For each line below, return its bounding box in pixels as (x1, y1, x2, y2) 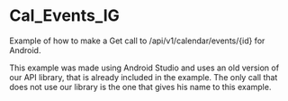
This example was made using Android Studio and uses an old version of (9, 62, 280, 73)
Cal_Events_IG (9, 5, 120, 26)
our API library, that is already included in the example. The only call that (9, 71, 278, 82)
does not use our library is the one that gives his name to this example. (9, 81, 272, 92)
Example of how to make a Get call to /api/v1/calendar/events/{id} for (9, 35, 265, 46)
